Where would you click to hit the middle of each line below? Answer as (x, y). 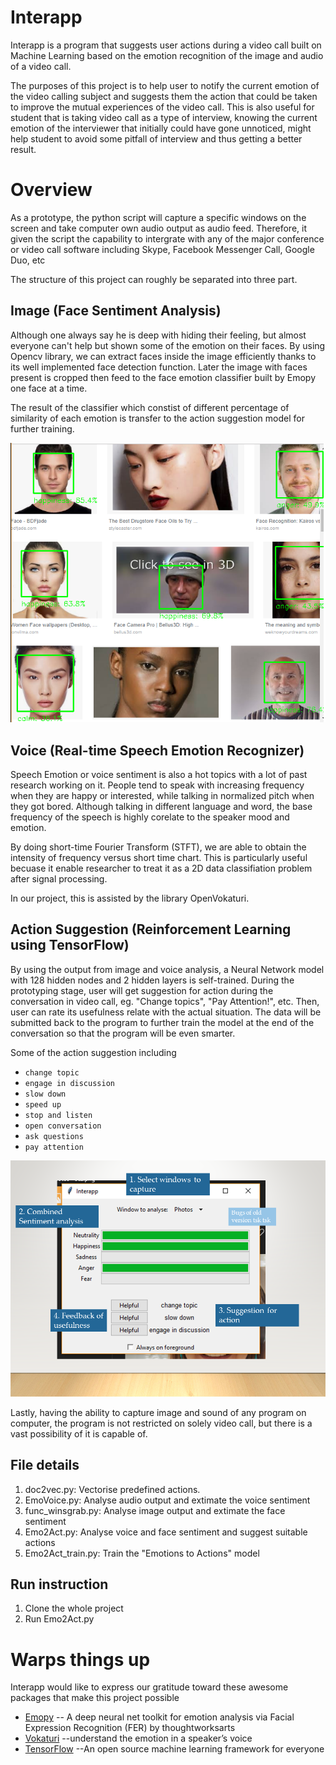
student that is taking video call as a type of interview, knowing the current (164, 117)
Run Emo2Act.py (59, 1619)
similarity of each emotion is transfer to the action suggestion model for (157, 418)
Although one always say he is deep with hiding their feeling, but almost (158, 335)
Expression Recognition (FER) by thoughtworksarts (130, 1728)
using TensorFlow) (70, 945)
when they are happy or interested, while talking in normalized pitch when (162, 795)
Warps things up (80, 1659)
